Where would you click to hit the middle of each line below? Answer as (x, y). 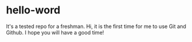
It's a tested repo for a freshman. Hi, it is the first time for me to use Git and (96, 26)
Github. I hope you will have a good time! (55, 32)
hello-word (33, 10)
